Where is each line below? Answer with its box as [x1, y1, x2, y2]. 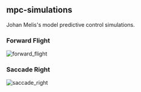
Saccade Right [6, 65, 50, 74]
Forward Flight [6, 36, 50, 44]
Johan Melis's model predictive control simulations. [6, 21, 135, 28]
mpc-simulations [6, 5, 73, 15]
